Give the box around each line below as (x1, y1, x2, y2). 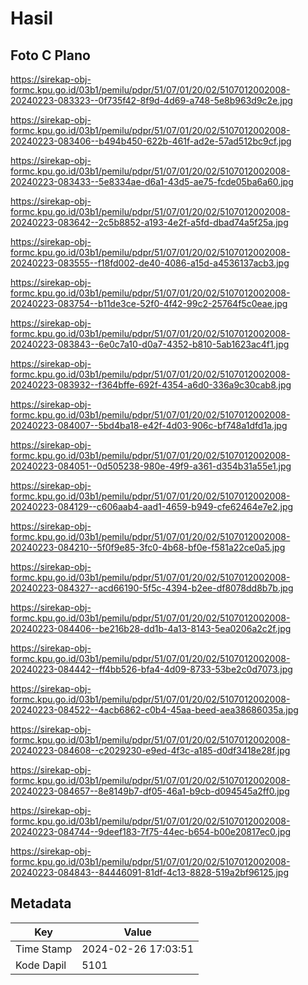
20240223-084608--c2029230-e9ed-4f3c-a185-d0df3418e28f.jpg (10, 745, 291, 756)
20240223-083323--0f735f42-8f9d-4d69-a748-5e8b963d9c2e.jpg (10, 95, 293, 106)
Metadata (10, 895, 72, 912)
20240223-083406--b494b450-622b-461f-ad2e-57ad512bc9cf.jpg (10, 135, 292, 147)
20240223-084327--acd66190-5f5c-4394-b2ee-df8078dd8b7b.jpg (10, 582, 294, 594)
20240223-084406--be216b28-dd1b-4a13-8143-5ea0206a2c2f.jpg (10, 623, 292, 634)
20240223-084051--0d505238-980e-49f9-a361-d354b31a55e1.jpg (10, 460, 292, 472)
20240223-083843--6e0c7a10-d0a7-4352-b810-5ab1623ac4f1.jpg (10, 338, 290, 350)
